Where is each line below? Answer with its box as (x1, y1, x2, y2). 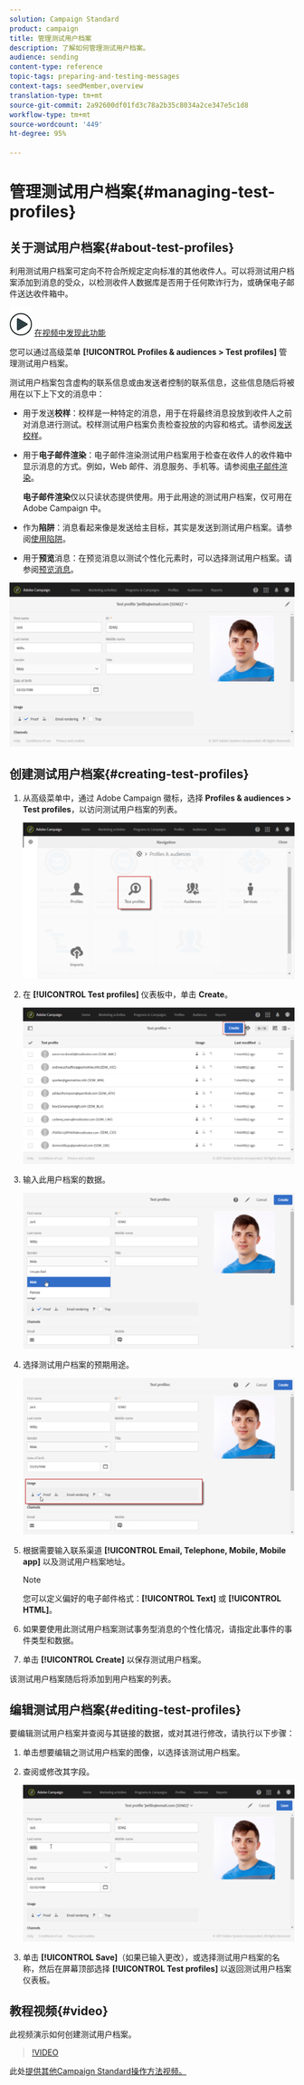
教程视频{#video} (9, 2003, 109, 2019)
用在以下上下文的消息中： (9, 389, 105, 399)
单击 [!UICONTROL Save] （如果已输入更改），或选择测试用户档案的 (22, 1952, 273, 1963)
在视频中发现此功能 (33, 327, 106, 338)
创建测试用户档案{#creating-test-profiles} (9, 766, 250, 783)
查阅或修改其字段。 (22, 1766, 95, 1777)
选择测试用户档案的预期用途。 (22, 1360, 134, 1370)
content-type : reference (9, 62, 103, 72)
